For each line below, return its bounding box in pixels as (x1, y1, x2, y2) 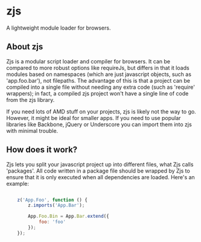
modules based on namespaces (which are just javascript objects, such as (6, 71, 192, 78)
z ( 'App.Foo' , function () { (17, 197, 88, 203)
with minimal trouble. (6, 127, 59, 134)
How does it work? (6, 145, 78, 155)
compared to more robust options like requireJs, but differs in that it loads (6, 64, 190, 71)
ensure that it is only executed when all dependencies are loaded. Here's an (6, 173, 195, 180)
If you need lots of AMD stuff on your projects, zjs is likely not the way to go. (6, 107, 196, 115)
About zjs (6, 42, 43, 52)
